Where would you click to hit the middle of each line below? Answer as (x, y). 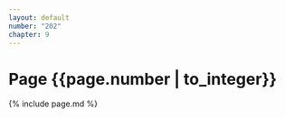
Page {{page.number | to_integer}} (143, 79)
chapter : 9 (29, 34)
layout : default (39, 18)
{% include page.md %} (53, 104)
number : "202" (35, 26)
